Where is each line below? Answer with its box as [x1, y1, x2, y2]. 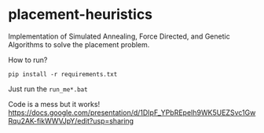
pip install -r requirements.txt [8, 70, 118, 78]
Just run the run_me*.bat [8, 84, 88, 94]
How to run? [8, 55, 48, 65]
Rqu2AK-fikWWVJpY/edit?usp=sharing [8, 116, 134, 125]
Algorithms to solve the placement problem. [8, 39, 150, 49]
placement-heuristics [8, 6, 153, 24]
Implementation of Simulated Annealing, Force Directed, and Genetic [8, 31, 230, 41]
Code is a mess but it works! [8, 99, 101, 109]
